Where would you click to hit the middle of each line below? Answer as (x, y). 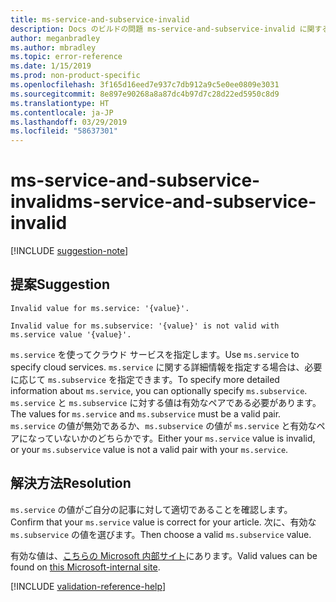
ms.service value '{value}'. (71, 334)
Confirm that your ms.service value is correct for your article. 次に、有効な (163, 522)
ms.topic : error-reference (66, 57)
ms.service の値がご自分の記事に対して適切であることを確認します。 (151, 509)
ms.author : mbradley (53, 47)
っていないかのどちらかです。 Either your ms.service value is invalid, (176, 438)
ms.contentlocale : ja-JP (62, 112)
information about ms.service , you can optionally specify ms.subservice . (159, 390)
